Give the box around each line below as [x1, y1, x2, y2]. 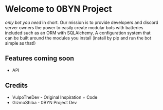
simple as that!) [5, 40, 36, 46]
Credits [5, 81, 28, 90]
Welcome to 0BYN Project [5, 3, 112, 15]
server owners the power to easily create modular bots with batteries [5, 24, 144, 30]
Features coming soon [5, 55, 74, 63]
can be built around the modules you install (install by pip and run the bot [5, 35, 152, 41]
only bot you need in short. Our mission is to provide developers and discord [5, 19, 159, 25]
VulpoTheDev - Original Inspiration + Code [12, 94, 98, 100]
